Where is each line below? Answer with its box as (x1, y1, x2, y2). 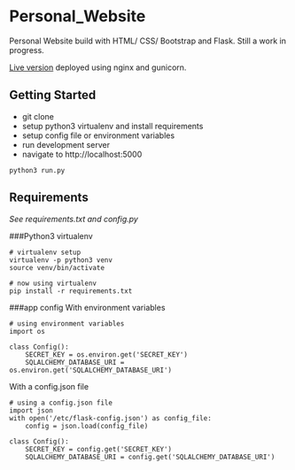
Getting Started (9, 88, 97, 103)
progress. (9, 44, 44, 55)
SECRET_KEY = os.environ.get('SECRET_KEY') (25, 350, 189, 359)
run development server (21, 139, 111, 150)
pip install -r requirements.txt (9, 286, 133, 296)
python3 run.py (9, 166, 66, 174)
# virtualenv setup (9, 248, 82, 257)
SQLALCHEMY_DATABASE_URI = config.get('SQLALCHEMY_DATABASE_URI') (25, 452, 276, 461)
